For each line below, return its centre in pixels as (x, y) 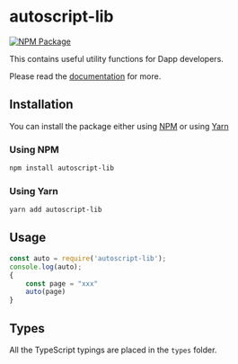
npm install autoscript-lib (62, 168)
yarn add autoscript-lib (56, 210)
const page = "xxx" (62, 284)
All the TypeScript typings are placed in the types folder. (113, 350)
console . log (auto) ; (46, 267)
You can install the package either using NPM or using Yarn (119, 126)
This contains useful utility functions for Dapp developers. (117, 58)
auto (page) (46, 292)
